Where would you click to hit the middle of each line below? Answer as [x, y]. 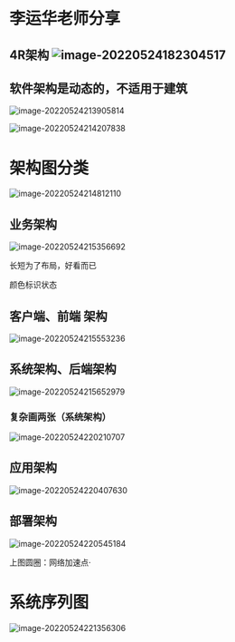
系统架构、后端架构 [63, 370]
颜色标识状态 [33, 285]
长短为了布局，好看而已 [53, 266]
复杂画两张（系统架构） [60, 416]
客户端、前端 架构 [58, 316]
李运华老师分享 [65, 19]
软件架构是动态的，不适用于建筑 [99, 88]
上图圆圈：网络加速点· [51, 562]
